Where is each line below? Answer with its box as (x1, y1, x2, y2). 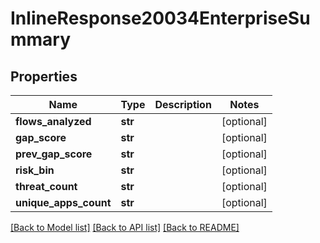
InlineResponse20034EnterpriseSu (10, 7, 311, 30)
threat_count (15, 180, 78, 193)
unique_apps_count (15, 196, 112, 209)
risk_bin (15, 163, 55, 177)
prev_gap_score (15, 147, 93, 161)
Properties (10, 68, 78, 85)
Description (154, 98, 212, 111)
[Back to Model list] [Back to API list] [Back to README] (10, 222, 240, 233)
